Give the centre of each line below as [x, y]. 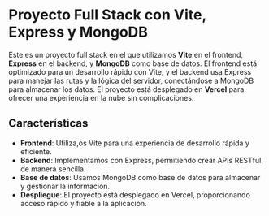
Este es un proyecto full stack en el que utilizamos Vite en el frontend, [126, 54]
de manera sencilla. [53, 169]
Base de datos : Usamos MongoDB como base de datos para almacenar [140, 177]
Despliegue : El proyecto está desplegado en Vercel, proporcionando [135, 194]
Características [48, 123]
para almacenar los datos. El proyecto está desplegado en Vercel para [126, 89]
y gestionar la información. [65, 186]
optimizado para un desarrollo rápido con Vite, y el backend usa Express [130, 71]
